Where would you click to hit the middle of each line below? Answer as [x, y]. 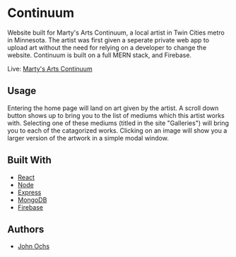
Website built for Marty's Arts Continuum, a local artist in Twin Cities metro [116, 32]
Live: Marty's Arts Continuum [50, 68]
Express [29, 192]
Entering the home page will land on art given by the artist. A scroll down [113, 108]
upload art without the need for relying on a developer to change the [107, 47]
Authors [26, 229]
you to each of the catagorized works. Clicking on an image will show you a [117, 130]
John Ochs [34, 246]
